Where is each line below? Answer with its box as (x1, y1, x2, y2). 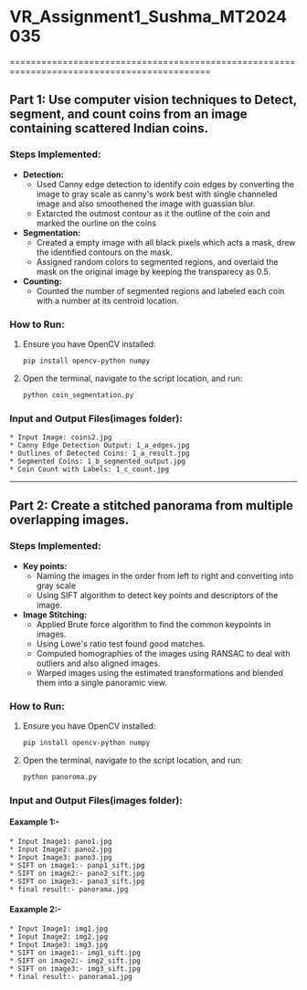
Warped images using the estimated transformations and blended (36, 667, 283, 678)
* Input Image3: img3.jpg (9, 941, 108, 950)
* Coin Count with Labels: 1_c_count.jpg (9, 464, 170, 474)
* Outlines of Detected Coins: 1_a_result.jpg (9, 448, 190, 458)
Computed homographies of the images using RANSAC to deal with (36, 648, 291, 658)
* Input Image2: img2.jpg (9, 932, 108, 942)
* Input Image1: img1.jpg (9, 924, 108, 933)
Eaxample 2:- (9, 904, 61, 915)
